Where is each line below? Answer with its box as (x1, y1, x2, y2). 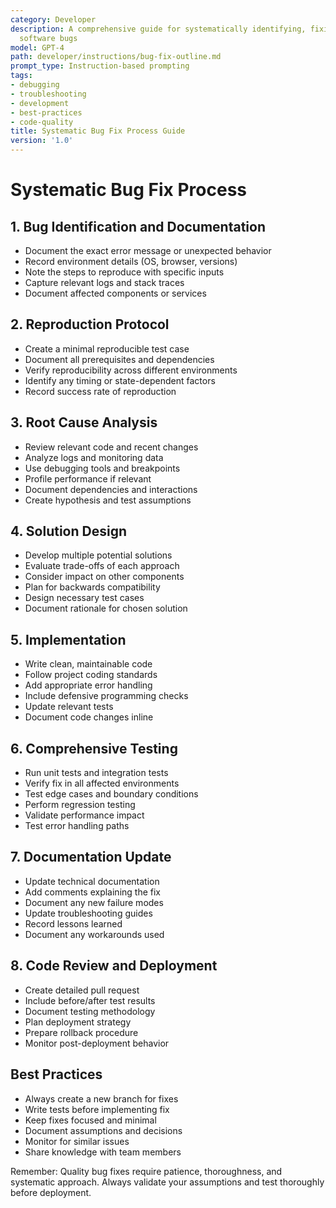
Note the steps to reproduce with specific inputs (24, 266, 225, 278)
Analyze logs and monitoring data (24, 451, 164, 463)
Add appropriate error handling (24, 679, 153, 691)
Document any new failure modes (24, 896, 164, 908)
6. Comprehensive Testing (10, 740, 178, 757)
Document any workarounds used (24, 928, 165, 940)
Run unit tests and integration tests (24, 767, 169, 779)
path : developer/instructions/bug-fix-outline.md (10, 52, 222, 62)
